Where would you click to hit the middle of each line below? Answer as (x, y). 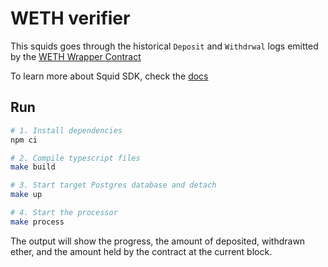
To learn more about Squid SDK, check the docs (109, 76)
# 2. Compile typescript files (75, 158)
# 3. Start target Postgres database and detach (113, 185)
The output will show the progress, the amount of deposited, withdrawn (158, 241)
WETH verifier (70, 18)
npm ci (24, 140)
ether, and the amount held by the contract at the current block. (141, 251)
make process (37, 222)
